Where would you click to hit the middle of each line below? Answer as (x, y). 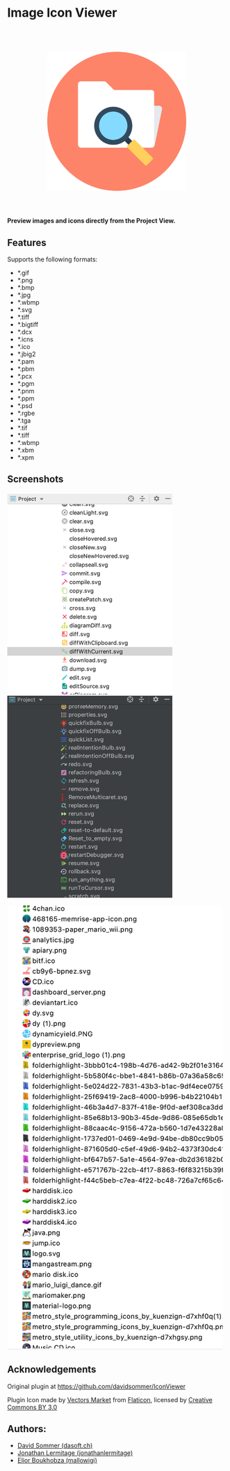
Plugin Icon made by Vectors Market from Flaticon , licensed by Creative (110, 1399)
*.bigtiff (28, 324)
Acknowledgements (52, 1370)
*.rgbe (26, 413)
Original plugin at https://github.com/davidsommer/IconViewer (97, 1386)
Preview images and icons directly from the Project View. (91, 221)
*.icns (25, 339)
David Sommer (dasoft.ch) (55, 1446)
